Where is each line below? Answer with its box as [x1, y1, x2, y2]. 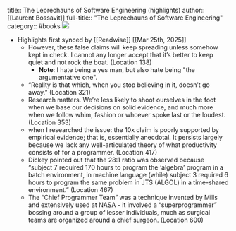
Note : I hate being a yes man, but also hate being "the [38, 66, 195, 73]
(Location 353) [27, 118, 72, 126]
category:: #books [7, 22, 61, 30]
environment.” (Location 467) [27, 186, 114, 194]
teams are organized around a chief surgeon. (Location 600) [27, 215, 204, 224]
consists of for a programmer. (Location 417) [27, 148, 158, 156]
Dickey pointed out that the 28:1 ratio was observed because [27, 155, 205, 164]
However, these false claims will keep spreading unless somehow [27, 43, 218, 52]
